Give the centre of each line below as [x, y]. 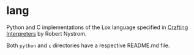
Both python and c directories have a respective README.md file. [88, 45]
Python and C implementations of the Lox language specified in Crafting [97, 27]
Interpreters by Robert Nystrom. [47, 33]
